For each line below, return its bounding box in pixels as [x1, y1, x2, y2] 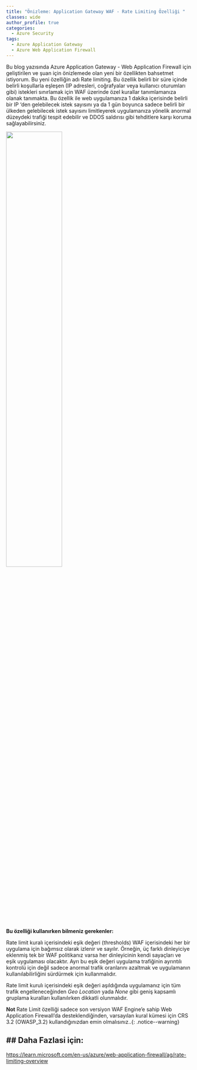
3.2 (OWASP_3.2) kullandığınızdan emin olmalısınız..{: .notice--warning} [6, 1018, 180, 1025]
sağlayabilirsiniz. [6, 119, 46, 127]
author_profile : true [6, 19, 59, 25]
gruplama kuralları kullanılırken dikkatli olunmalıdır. [6, 994, 128, 1001]
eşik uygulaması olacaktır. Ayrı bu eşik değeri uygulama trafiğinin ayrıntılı [6, 957, 182, 965]
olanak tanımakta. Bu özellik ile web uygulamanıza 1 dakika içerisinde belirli [6, 94, 188, 102]
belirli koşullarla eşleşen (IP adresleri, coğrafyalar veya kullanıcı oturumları [6, 82, 186, 89]
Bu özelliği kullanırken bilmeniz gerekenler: [6, 927, 113, 934]
